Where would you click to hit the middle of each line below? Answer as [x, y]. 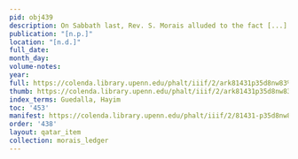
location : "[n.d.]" [45, 42]
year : [19, 75]
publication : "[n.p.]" [51, 34]
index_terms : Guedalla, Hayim [65, 99]
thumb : [21, 91]
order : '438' [33, 125]
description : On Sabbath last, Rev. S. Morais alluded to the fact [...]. [150, 26]
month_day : [29, 58]
